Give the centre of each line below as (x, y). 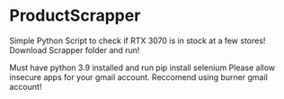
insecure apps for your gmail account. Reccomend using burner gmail (138, 76)
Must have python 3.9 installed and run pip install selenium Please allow (142, 67)
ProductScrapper (75, 16)
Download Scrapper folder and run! (75, 49)
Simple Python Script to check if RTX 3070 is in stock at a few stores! (138, 40)
